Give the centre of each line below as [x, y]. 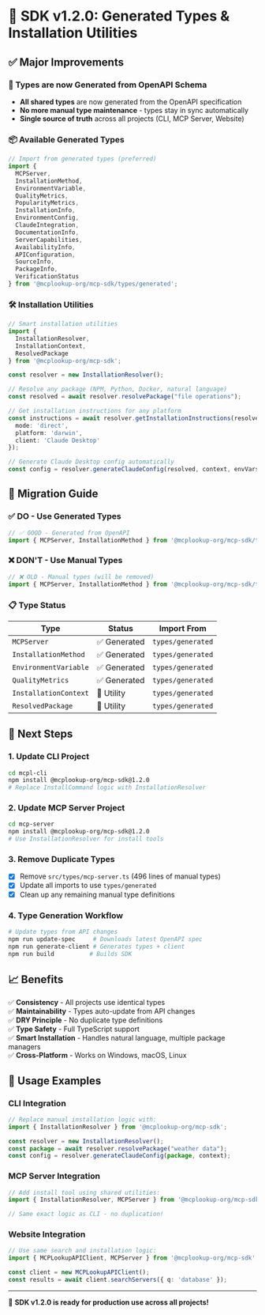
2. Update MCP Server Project [67, 808]
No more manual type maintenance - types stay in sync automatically [134, 110]
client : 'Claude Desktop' [58, 440]
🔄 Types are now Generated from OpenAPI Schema [108, 85]
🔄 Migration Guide [53, 494]
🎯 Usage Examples [55, 1081]
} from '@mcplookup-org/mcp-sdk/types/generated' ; [93, 284]
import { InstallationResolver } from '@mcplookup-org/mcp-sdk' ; [118, 1127]
